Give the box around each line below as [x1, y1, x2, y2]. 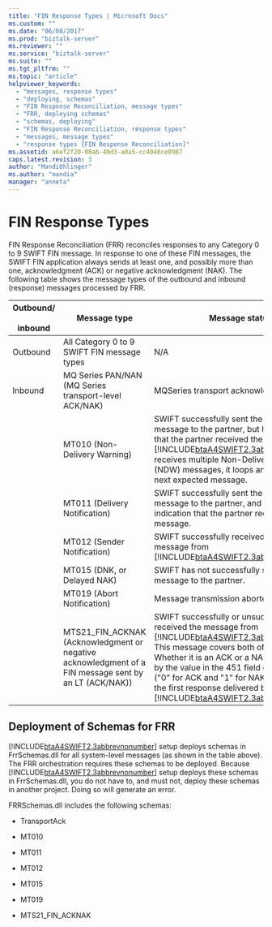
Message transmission [153, 593, 240, 604]
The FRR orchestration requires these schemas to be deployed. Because [8, 758, 250, 768]
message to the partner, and [153, 497, 261, 508]
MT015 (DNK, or [63, 564, 127, 576]
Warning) [96, 448, 132, 459]
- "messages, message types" [15, 132, 114, 140]
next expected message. [153, 474, 248, 485]
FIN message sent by [63, 666, 144, 678]
